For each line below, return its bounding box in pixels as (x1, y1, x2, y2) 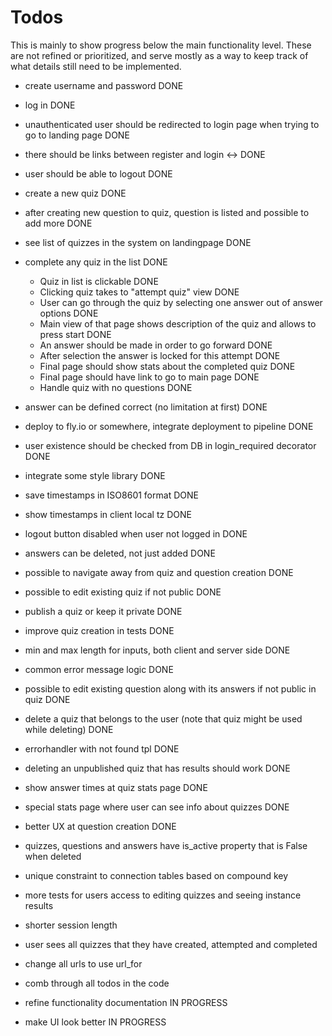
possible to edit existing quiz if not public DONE (24, 586, 222, 598)
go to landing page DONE (24, 129, 130, 141)
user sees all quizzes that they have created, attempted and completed (24, 938, 318, 950)
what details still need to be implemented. (10, 60, 182, 72)
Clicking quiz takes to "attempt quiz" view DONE (39, 286, 240, 298)
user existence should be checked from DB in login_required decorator (24, 439, 317, 451)
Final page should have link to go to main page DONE (39, 371, 260, 383)
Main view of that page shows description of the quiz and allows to (39, 317, 317, 330)
